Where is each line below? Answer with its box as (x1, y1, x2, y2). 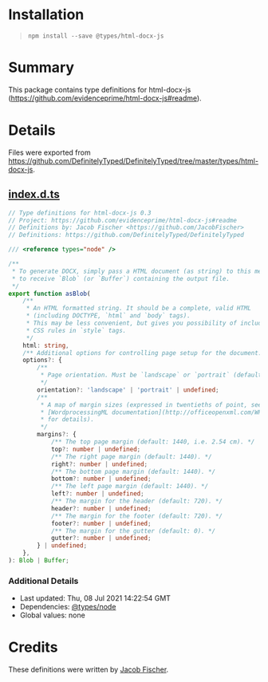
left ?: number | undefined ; (50, 490, 145, 498)
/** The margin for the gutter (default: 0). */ (50, 526, 216, 535)
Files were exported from (8, 148, 91, 157)
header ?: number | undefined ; (50, 504, 152, 512)
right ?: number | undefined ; (50, 460, 148, 468)
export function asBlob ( (8, 290, 91, 298)
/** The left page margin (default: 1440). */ (50, 483, 209, 491)
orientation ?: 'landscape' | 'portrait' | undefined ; (37, 385, 219, 394)
